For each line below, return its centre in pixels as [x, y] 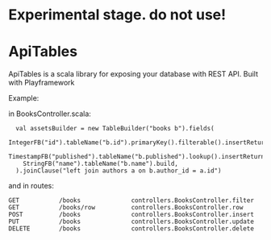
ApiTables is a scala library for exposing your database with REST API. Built [133, 74]
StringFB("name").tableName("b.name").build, [101, 164]
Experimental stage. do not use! [117, 15]
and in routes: [31, 186]
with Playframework [42, 83]
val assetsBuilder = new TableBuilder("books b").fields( [115, 129]
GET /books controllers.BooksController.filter [131, 201]
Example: [24, 98]
